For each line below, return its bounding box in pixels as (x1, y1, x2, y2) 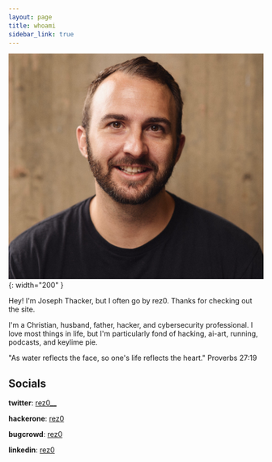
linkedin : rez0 (8, 445, 55, 455)
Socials (8, 376, 47, 390)
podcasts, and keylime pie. (8, 337, 98, 347)
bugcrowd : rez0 (8, 430, 63, 439)
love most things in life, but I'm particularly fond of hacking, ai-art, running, (8, 328, 258, 339)
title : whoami (8, 21, 57, 30)
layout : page (8, 13, 53, 21)
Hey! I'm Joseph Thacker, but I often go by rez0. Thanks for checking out (8, 296, 253, 306)
